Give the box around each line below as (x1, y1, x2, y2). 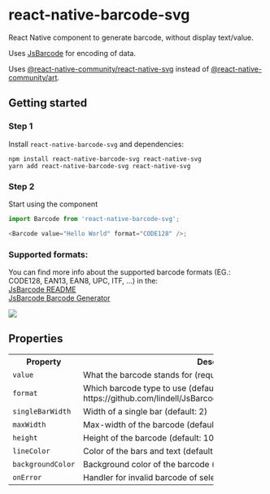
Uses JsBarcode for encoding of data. (8, 48, 137, 58)
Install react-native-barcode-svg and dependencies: (8, 139, 185, 149)
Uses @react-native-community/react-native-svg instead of (8, 63, 210, 74)
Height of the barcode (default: (82, 432, 202, 444)
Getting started (8, 96, 88, 110)
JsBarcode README (8, 284, 76, 294)
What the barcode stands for (82, 369, 193, 380)
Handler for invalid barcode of (82, 471, 198, 483)
